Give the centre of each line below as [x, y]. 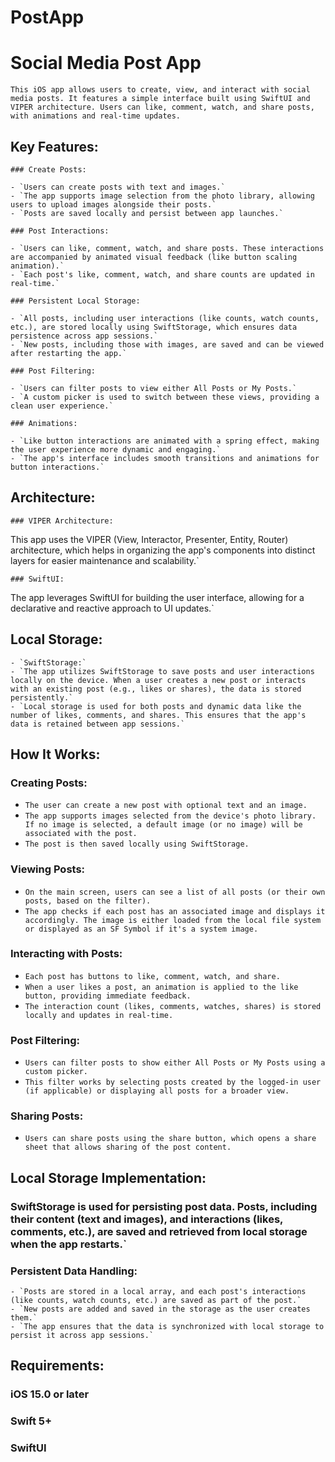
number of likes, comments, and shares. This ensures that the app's [158, 715]
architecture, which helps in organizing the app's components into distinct [163, 550]
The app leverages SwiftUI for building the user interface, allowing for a [157, 597]
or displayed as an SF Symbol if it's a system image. [141, 929]
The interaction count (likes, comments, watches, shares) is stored [173, 1006]
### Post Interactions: [60, 231]
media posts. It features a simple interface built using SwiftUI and [160, 99]
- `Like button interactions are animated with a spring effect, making [165, 441]
